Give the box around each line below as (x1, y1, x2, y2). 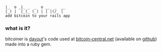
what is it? (5, 25, 31, 32)
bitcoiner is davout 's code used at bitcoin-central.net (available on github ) (5, 36, 157, 42)
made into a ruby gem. (5, 41, 51, 47)
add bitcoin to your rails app (5, 13, 70, 18)
